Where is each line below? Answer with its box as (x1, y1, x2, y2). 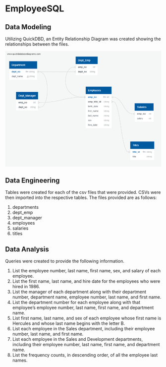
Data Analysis (5, 245, 50, 253)
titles (12, 231, 23, 237)
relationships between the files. (5, 41, 69, 47)
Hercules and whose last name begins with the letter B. (12, 320, 125, 326)
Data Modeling (5, 23, 52, 31)
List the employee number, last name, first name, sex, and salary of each (12, 268, 161, 274)
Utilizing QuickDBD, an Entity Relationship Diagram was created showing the (5, 36, 161, 42)
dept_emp (12, 209, 33, 216)
